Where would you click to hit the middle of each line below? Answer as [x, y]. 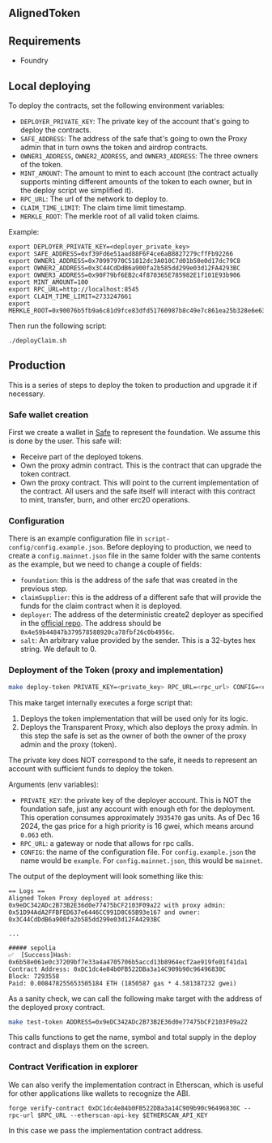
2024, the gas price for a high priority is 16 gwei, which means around [137, 826]
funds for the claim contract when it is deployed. [101, 606]
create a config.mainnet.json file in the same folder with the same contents [134, 556]
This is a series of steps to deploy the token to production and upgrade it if [133, 385]
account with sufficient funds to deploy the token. [91, 768]
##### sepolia [32, 948]
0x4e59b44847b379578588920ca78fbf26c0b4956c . [98, 632]
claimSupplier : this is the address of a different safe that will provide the [140, 597]
